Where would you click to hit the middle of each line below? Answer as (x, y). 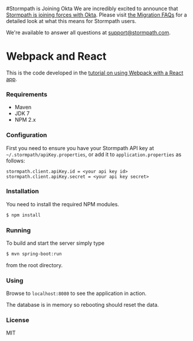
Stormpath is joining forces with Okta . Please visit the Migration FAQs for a (97, 15)
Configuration (27, 135)
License (18, 320)
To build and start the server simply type (55, 243)
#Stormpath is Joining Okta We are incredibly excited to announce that (92, 9)
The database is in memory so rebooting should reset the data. (83, 305)
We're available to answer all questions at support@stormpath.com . (89, 33)
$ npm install (24, 215)
